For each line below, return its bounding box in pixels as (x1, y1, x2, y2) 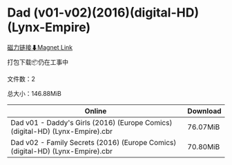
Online (84, 106, 107, 115)
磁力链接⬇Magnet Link (7, 43, 73, 51)
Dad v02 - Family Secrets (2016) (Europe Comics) (10, 137, 177, 147)
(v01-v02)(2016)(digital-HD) (33, 5, 199, 21)
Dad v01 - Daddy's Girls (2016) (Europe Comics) (10, 117, 173, 127)
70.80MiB (187, 142, 220, 151)
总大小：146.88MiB (7, 89, 62, 97)
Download (187, 106, 222, 115)
